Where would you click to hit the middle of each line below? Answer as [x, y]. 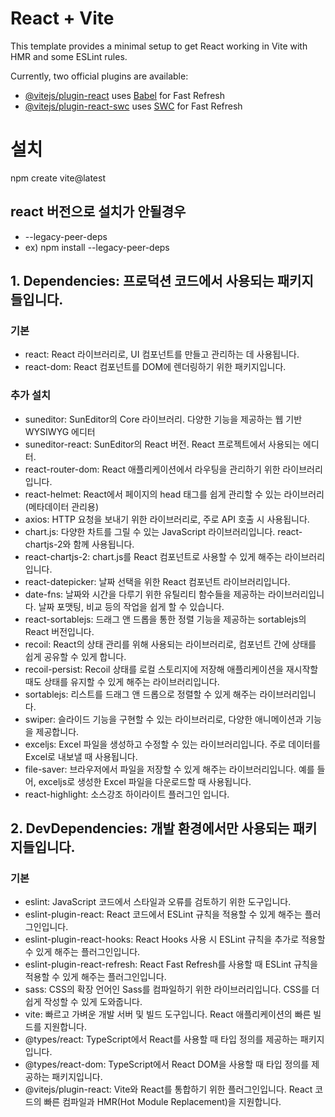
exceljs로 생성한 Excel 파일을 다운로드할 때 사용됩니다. [145, 781]
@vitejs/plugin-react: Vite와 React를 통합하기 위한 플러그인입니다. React [168, 1089]
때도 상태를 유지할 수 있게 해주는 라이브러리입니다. [122, 681]
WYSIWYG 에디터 [60, 431]
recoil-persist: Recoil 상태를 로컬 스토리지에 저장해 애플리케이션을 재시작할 [171, 669]
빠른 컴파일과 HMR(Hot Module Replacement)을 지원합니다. [162, 1102]
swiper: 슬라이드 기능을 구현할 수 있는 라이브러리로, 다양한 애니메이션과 [164, 719]
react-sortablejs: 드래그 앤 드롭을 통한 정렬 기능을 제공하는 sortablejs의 [165, 619]
